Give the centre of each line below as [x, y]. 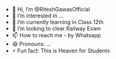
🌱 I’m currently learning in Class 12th [58, 22]
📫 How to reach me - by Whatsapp [56, 35]
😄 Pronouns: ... [32, 44]
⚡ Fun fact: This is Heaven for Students [61, 51]
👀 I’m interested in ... [38, 16]
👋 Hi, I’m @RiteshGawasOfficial [51, 9]
